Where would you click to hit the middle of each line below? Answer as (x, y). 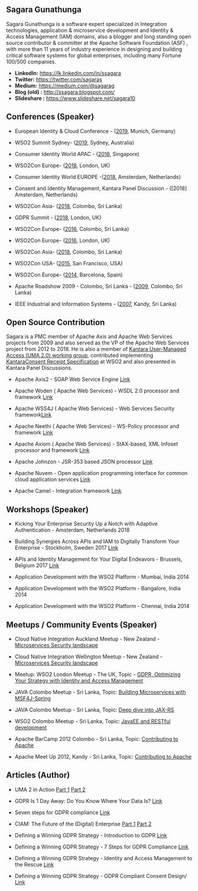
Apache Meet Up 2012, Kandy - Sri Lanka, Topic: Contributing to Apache (103, 757)
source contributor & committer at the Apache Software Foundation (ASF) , (97, 43)
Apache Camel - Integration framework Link (68, 491)
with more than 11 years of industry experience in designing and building (94, 49)
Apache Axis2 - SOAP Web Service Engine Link (72, 379)
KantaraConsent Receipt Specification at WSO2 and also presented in (91, 362)
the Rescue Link (34, 864)
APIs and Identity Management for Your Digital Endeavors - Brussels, (98, 559)
